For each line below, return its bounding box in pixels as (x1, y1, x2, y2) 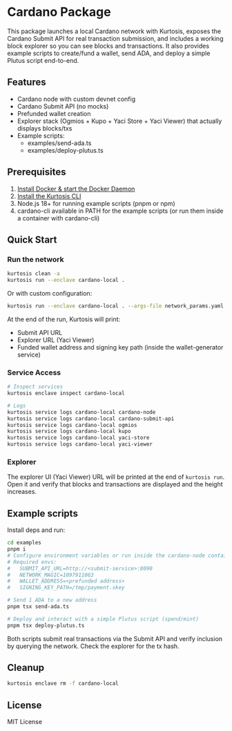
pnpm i (7, 546, 26, 553)
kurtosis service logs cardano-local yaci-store (7, 435, 150, 442)
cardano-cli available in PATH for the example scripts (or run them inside (17, 207, 224, 215)
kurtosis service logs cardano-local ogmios (7, 421, 137, 428)
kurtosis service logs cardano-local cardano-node (7, 408, 156, 415)
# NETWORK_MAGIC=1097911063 (7, 571, 95, 578)
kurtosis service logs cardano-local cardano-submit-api (7, 415, 175, 422)
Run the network (7, 254, 64, 264)
